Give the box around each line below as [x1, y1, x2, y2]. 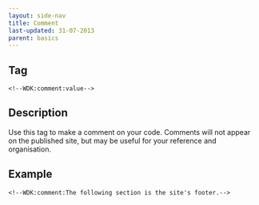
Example [8, 168, 53, 181]
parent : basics [8, 34, 59, 42]
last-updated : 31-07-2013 [8, 26, 94, 34]
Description [8, 106, 68, 120]
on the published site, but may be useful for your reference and [8, 136, 217, 145]
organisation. [8, 144, 52, 154]
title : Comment [8, 19, 59, 27]
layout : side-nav [8, 11, 66, 20]
